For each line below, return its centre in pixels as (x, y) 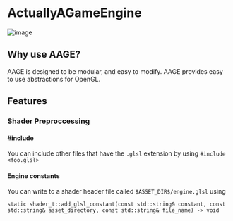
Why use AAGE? (44, 55)
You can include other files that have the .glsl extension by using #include (116, 153)
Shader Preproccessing (49, 121)
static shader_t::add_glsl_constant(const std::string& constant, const (116, 204)
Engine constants (34, 176)
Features (27, 101)
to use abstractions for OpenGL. (54, 79)
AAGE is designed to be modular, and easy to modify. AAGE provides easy (115, 71)
